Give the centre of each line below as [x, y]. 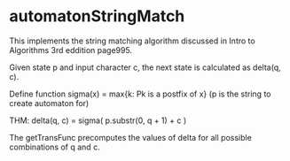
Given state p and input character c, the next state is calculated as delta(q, [145, 67]
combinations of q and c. [55, 147]
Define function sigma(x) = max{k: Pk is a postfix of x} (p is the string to [140, 94]
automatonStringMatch [97, 16]
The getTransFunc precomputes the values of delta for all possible [131, 137]
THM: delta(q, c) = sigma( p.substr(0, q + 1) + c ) [98, 120]
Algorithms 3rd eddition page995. [71, 50]
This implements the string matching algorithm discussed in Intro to [132, 41]
